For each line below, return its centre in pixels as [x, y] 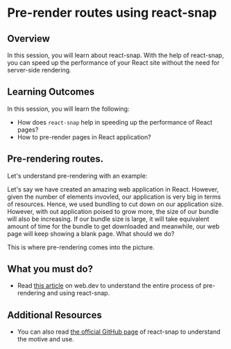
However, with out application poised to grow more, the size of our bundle [113, 211]
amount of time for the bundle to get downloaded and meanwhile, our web [113, 226]
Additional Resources [54, 315]
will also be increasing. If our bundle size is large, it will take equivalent [108, 219]
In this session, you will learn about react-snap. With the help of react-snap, [115, 55]
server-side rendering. [39, 70]
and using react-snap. [78, 293]
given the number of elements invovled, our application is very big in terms [114, 196]
